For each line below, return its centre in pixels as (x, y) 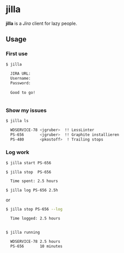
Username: (20, 79)
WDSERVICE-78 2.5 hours (35, 241)
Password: (20, 83)
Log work (17, 152)
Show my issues (26, 110)
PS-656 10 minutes (36, 246)
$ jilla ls (17, 121)
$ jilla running (23, 232)
